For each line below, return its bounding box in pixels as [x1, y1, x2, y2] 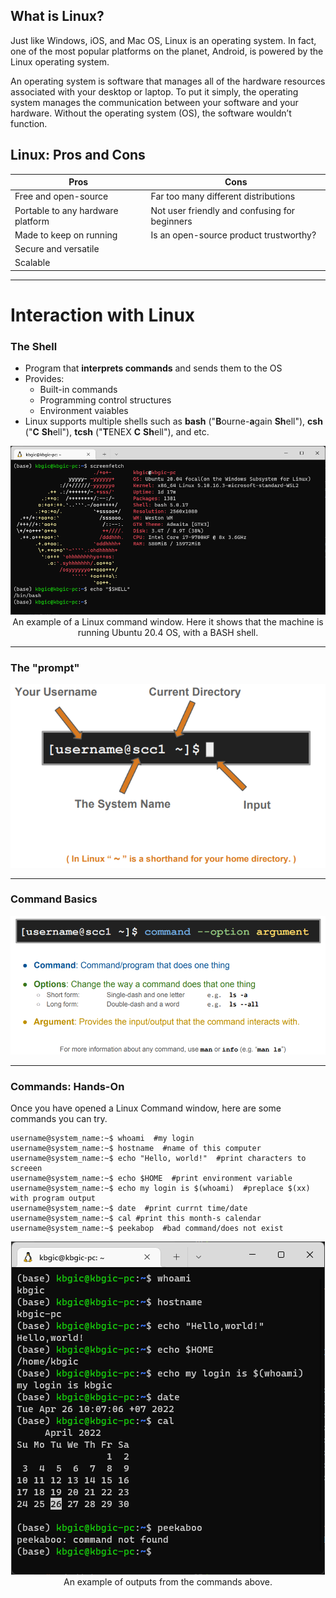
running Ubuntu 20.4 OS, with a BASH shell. [77, 627, 259, 639]
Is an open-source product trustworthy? [150, 229, 317, 241]
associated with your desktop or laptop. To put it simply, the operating [10, 85, 299, 98]
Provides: [24, 373, 65, 385]
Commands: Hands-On [10, 1079, 125, 1093]
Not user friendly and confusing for [150, 204, 296, 216]
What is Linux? [10, 8, 105, 25]
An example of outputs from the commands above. [63, 1576, 273, 1588]
